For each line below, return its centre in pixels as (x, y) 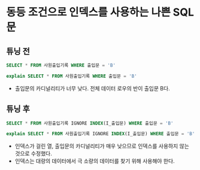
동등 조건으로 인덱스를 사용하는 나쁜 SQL (100, 12)
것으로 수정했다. (33, 154)
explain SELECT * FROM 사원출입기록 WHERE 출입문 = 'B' (72, 76)
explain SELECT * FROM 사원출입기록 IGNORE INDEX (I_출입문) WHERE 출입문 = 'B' (101, 134)
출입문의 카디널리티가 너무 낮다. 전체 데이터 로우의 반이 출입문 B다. (93, 88)
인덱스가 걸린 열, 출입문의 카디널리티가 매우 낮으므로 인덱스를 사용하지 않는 (102, 146)
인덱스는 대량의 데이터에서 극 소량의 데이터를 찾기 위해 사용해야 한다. (95, 161)
